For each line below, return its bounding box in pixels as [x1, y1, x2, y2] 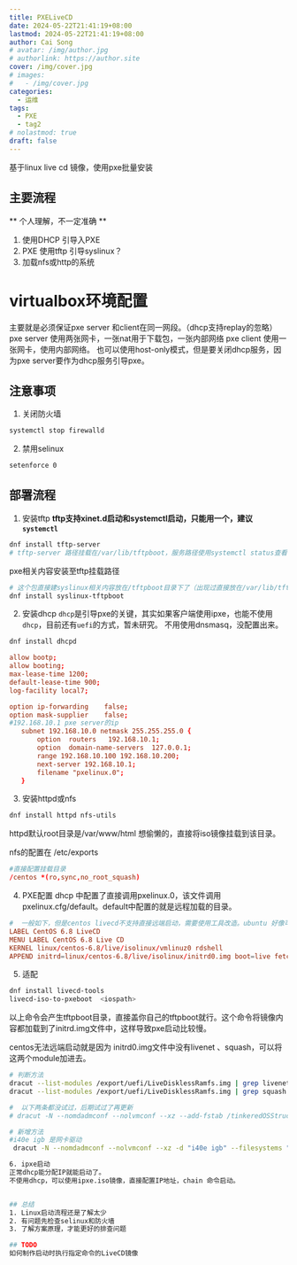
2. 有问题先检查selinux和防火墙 [9, 1216, 115, 1225]
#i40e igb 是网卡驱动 [9, 1136, 82, 1145]
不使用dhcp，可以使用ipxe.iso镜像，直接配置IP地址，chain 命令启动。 [9, 1176, 240, 1185]
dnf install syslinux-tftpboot [9, 591, 125, 601]
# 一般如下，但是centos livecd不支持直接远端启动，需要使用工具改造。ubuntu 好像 [9, 919, 285, 927]
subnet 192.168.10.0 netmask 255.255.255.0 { [20, 727, 192, 736]
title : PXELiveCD [9, 12, 73, 22]
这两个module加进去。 [9, 1053, 91, 1064]
